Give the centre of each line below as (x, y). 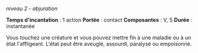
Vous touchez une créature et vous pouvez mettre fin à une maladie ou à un (99, 37)
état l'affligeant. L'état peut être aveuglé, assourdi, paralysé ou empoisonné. (99, 44)
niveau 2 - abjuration (32, 9)
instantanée (20, 26)
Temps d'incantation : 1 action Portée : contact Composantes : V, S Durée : (99, 20)
